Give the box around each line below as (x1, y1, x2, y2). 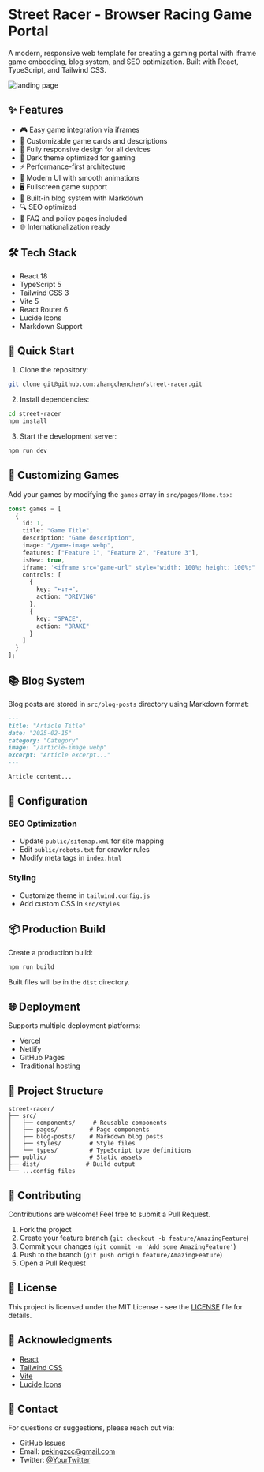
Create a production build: (8, 947, 93, 957)
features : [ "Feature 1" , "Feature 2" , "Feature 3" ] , (22, 548, 199, 557)
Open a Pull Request (19, 1258, 87, 1268)
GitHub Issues (19, 1438, 65, 1448)
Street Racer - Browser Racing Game (8, 6, 253, 24)
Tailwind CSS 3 (19, 288, 69, 297)
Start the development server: (19, 432, 117, 441)
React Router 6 (19, 304, 69, 314)
